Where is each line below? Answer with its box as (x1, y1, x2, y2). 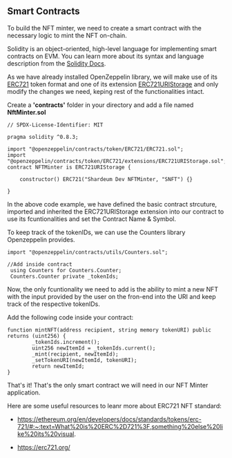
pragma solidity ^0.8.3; (7, 133, 79, 140)
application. (7, 388, 41, 397)
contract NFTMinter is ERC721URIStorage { (7, 164, 131, 171)
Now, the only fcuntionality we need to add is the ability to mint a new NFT (7, 285, 219, 293)
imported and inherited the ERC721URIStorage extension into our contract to (7, 207, 224, 216)
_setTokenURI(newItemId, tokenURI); (32, 356, 137, 363)
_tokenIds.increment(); (32, 338, 100, 345)
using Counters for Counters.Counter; (10, 267, 122, 274)
